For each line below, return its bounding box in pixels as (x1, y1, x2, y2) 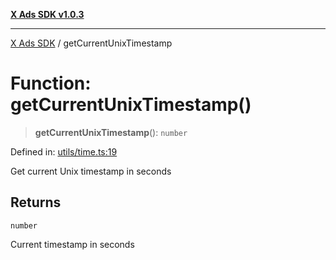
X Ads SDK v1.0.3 (10, 9, 85, 20)
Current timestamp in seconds (10, 238, 135, 250)
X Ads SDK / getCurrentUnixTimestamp (10, 37, 173, 49)
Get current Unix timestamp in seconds (10, 165, 172, 177)
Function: (10, 72, 92, 95)
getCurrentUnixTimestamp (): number (34, 126, 188, 138)
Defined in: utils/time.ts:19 (10, 145, 118, 158)
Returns (10, 194, 62, 211)
